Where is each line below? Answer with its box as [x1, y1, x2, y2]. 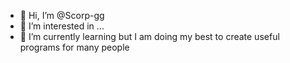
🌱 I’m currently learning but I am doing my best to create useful [19, 31, 280, 42]
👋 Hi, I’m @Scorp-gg [19, 10, 105, 21]
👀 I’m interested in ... [19, 20, 105, 32]
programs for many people [19, 41, 130, 53]
